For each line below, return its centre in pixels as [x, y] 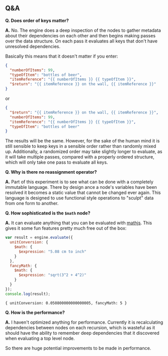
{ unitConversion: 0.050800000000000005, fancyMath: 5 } [66, 303]
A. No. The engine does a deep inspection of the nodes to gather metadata [83, 30]
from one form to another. [32, 204]
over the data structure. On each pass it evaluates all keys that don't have [81, 41]
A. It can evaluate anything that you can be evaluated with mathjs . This [79, 223]
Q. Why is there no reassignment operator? [51, 172]
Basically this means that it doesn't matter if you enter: [62, 56]
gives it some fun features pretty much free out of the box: [66, 228]
